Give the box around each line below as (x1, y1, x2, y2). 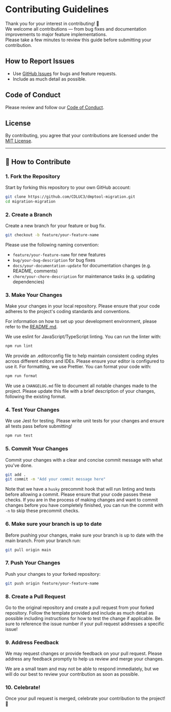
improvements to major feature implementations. (5, 31, 107, 37)
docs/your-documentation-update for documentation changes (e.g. (12, 262, 152, 268)
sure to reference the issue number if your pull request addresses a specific (5, 621, 164, 627)
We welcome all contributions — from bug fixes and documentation (5, 26, 147, 32)
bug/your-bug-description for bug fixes (12, 257, 96, 263)
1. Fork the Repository (5, 172, 61, 180)
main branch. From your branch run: (5, 537, 81, 544)
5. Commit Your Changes (5, 445, 69, 452)
